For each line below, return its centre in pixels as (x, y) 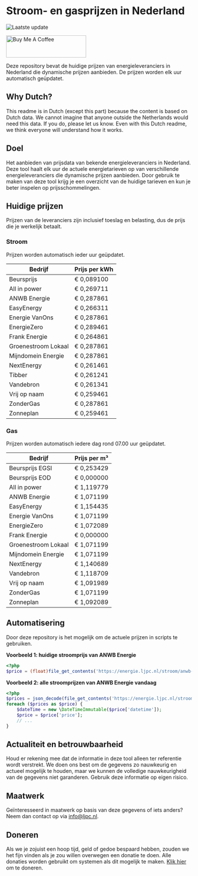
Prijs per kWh (94, 269)
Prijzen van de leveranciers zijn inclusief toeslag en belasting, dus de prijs (96, 220)
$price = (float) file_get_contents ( (51, 671)
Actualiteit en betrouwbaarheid (65, 744)
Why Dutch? (29, 97)
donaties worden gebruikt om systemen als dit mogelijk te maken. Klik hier (96, 862)
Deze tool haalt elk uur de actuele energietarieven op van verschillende (93, 168)
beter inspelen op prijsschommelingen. (54, 187)
